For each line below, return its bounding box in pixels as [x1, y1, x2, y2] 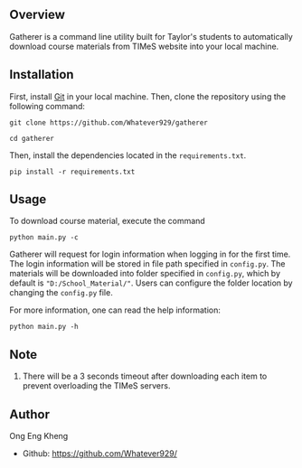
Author [9, 407, 50, 422]
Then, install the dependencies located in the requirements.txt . [9, 149, 247, 161]
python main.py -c [9, 233, 79, 242]
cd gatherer [9, 134, 54, 143]
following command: [9, 100, 86, 111]
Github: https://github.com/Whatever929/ [22, 448, 178, 459]
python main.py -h [9, 323, 79, 332]
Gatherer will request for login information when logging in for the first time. [9, 248, 291, 260]
